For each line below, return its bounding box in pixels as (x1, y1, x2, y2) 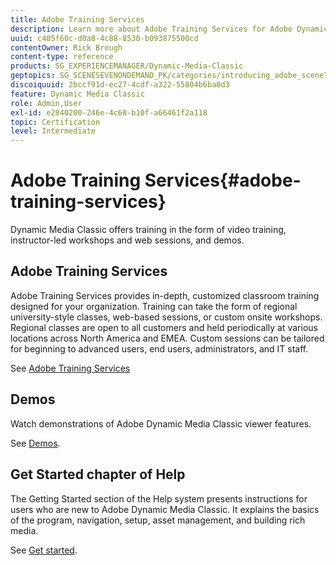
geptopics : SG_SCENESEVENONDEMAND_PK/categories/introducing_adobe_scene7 (10, 71, 329, 81)
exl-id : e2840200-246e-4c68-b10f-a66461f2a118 (10, 107, 208, 118)
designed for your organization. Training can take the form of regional (10, 300, 298, 312)
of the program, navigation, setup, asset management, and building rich (10, 514, 306, 526)
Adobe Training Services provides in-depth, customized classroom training (10, 289, 320, 301)
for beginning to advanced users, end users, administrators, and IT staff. (10, 342, 309, 355)
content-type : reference (10, 52, 114, 62)
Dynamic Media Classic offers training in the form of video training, (10, 224, 287, 236)
